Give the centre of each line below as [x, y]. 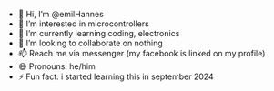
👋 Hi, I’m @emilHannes [61, 14]
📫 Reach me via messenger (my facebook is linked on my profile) [142, 53]
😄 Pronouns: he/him [56, 66]
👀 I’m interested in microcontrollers [84, 24]
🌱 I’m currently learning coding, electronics [99, 33]
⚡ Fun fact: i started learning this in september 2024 [116, 76]
